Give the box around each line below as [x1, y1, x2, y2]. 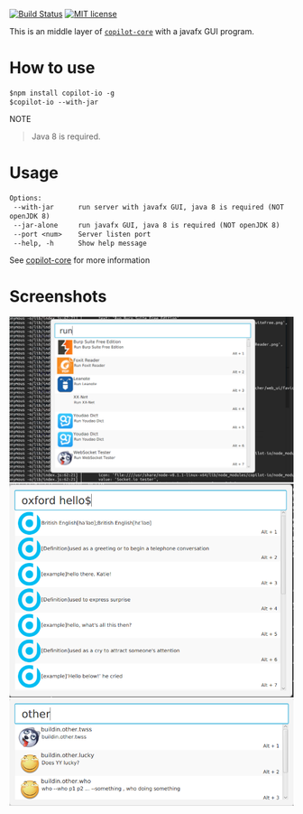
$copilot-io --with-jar [9, 98, 99, 107]
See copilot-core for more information [9, 254, 151, 266]
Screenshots [9, 286, 107, 307]
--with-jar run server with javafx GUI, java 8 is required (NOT [13, 202, 284, 211]
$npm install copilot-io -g [9, 89, 115, 98]
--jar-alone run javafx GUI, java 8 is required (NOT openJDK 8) [13, 220, 280, 229]
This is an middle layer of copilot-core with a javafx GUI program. [9, 26, 254, 36]
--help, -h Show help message [13, 239, 147, 248]
